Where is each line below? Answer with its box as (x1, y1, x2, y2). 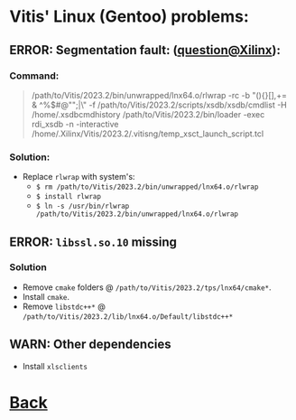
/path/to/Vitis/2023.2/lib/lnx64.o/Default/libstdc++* (22, 312, 234, 322)
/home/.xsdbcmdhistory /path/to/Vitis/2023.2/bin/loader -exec (31, 108, 265, 119)
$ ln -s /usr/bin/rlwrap (35, 201, 130, 211)
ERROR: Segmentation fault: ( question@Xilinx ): (9, 42, 282, 58)
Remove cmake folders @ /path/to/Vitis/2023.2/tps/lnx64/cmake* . (22, 282, 273, 293)
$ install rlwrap (35, 192, 102, 201)
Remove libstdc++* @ (22, 301, 106, 312)
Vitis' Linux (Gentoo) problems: (9, 6, 250, 27)
